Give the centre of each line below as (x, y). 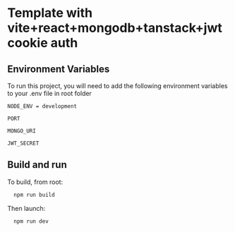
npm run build (34, 195)
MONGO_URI (22, 131)
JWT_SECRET (23, 143)
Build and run (37, 165)
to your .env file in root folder (49, 93)
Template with (50, 13)
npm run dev (31, 221)
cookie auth (43, 43)
